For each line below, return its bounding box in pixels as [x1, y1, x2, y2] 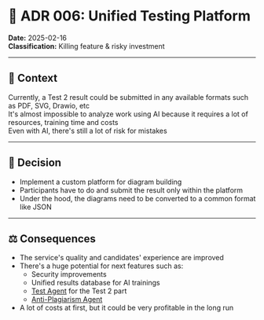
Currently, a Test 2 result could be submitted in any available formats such [8, 92, 249, 101]
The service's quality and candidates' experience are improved [19, 253, 224, 263]
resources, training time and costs [8, 117, 119, 127]
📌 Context [8, 72, 57, 85]
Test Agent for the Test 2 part [31, 286, 127, 296]
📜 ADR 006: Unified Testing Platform [8, 7, 251, 25]
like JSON [19, 202, 53, 211]
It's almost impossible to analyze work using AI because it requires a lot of [8, 109, 249, 119]
